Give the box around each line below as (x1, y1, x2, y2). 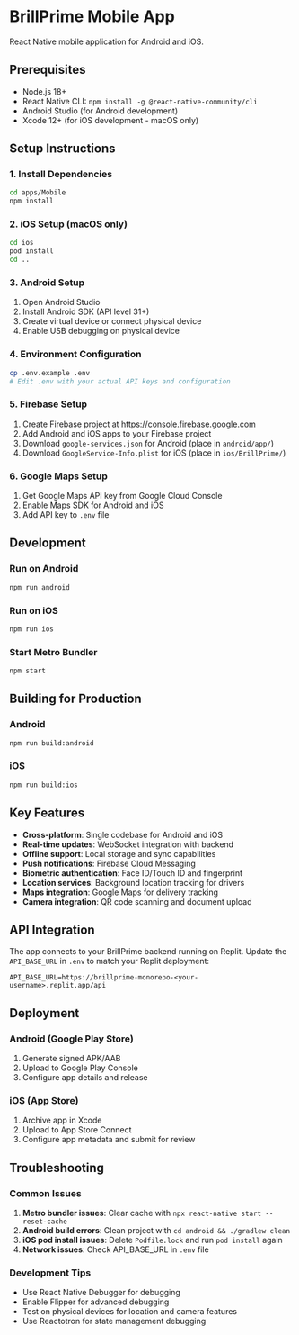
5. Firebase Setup (9, 398, 88, 410)
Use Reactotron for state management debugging (22, 1316, 207, 1327)
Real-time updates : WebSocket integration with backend (22, 839, 234, 850)
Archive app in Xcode (22, 1114, 102, 1126)
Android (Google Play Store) (9, 1033, 135, 1045)
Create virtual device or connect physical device (22, 316, 202, 327)
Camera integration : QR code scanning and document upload (22, 896, 253, 907)
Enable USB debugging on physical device (22, 326, 180, 337)
